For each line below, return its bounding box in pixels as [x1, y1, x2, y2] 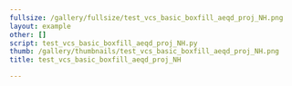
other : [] [9, 30, 47, 39]
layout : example [9, 22, 71, 31]
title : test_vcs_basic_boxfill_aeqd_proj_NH [9, 55, 182, 64]
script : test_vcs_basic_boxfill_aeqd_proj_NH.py [9, 38, 198, 48]
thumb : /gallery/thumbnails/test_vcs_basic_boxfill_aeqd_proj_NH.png [9, 47, 280, 56]
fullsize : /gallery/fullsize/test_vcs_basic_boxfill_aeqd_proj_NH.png [9, 13, 284, 23]
